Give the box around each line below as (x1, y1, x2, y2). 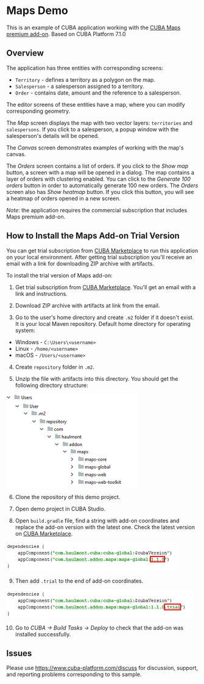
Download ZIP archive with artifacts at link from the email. (15, 301, 160, 309)
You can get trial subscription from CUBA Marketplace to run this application (6, 247, 199, 254)
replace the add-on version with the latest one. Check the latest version (15, 523, 195, 531)
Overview (6, 48, 44, 59)
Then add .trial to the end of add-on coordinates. (15, 577, 144, 585)
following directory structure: (15, 381, 88, 389)
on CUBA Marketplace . (15, 530, 73, 537)
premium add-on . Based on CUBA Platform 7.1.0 (6, 30, 126, 37)
